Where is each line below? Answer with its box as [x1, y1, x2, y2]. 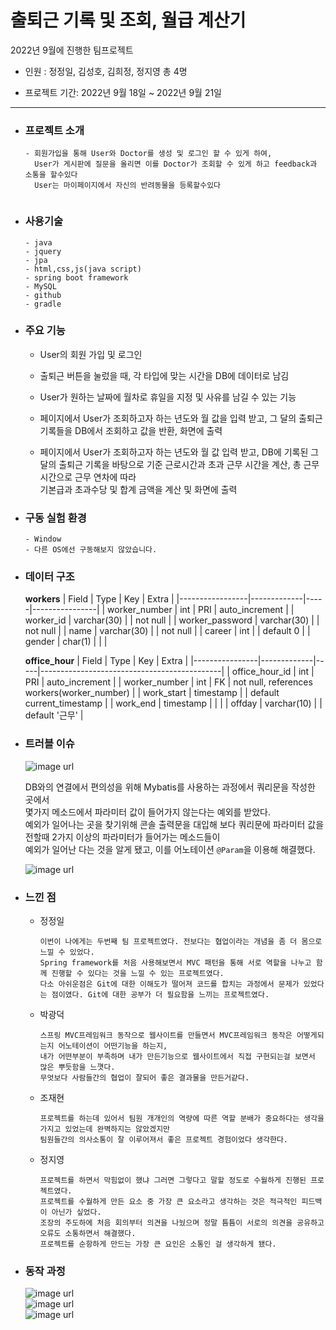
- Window [24, 534, 62, 545]
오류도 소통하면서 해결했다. [39, 1229, 137, 1239]
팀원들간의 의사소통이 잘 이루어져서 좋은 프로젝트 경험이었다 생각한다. [39, 1135, 288, 1145]
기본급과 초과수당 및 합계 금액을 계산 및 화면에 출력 [39, 483, 238, 495]
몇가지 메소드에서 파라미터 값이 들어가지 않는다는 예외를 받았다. [24, 806, 272, 818]
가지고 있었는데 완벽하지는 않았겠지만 [39, 1124, 171, 1135]
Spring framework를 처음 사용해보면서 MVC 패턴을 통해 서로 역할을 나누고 [39, 958, 312, 968]
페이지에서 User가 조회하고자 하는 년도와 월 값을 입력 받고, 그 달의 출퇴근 [39, 412, 323, 424]
